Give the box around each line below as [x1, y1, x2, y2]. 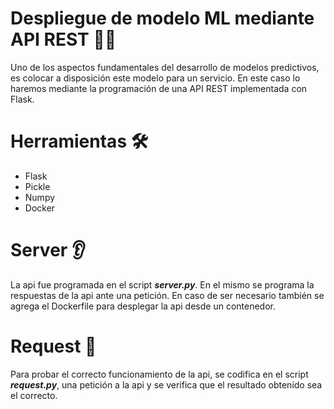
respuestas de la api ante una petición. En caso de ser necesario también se [10, 289, 325, 301]
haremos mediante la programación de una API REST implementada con [10, 82, 308, 94]
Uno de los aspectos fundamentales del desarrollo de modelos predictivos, [10, 61, 320, 73]
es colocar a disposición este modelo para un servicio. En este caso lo [10, 72, 301, 84]
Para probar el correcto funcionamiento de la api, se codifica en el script [10, 368, 309, 380]
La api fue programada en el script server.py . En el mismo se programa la [10, 278, 315, 291]
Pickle [24, 180, 51, 192]
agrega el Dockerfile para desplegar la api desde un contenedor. [10, 300, 276, 312]
